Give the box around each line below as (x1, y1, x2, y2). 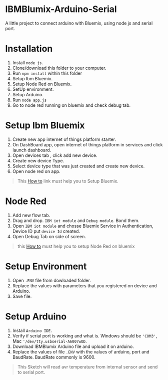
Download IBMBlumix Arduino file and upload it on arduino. (12, 343, 134, 349)
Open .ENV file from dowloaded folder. (12, 277, 91, 283)
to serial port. (17, 369, 45, 375)
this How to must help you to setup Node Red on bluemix (17, 243, 135, 249)
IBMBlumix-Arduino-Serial (5, 4, 117, 15)
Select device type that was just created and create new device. (12, 163, 145, 169)
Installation (5, 43, 53, 55)
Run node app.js (12, 97, 47, 103)
